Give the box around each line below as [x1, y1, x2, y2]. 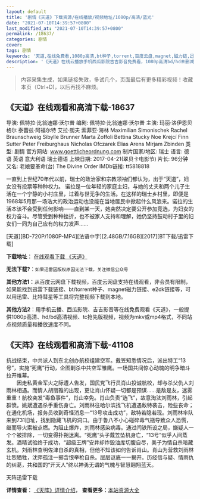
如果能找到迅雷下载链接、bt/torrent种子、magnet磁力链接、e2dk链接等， [6, 286, 186, 293]
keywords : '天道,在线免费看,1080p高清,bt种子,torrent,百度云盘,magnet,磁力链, [6, 53, 190, 59]
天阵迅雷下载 [6, 474, 37, 481]
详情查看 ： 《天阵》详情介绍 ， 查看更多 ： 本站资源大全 [6, 486, 140, 494]
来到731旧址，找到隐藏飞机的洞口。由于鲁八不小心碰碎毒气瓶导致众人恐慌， [6, 417, 192, 424]
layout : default [6, 8, 46, 15]
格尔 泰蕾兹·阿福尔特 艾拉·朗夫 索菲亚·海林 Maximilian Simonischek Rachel [6, 126, 187, 134]
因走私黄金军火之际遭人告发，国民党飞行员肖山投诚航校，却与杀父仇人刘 [16, 379, 194, 386]
